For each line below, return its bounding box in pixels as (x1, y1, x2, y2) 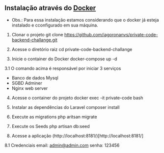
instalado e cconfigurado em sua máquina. (11, 22, 99, 28)
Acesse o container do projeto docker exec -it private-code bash (11, 95, 143, 101)
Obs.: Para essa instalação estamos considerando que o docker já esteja (11, 17, 159, 23)
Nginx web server (11, 85, 48, 91)
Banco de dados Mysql (11, 75, 58, 80)
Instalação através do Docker (4, 4, 96, 12)
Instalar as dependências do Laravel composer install (11, 104, 120, 110)
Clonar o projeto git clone (11, 31, 63, 37)
